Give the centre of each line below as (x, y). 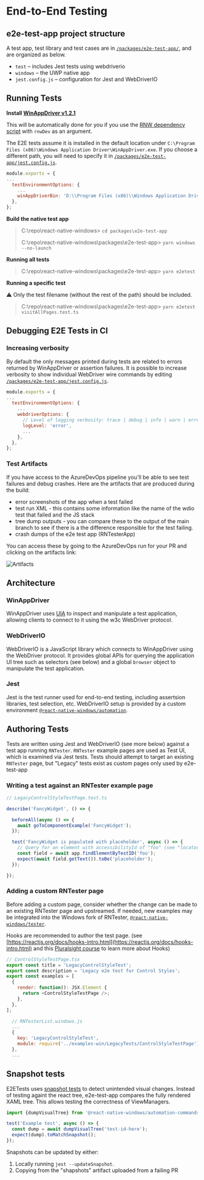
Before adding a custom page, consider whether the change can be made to (102, 904)
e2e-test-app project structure (66, 34)
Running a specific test (36, 283)
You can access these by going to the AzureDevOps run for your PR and (97, 546)
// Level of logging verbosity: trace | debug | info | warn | (104, 420)
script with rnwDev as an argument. (49, 131)
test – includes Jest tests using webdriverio (70, 66)
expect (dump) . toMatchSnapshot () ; (54, 1135)
